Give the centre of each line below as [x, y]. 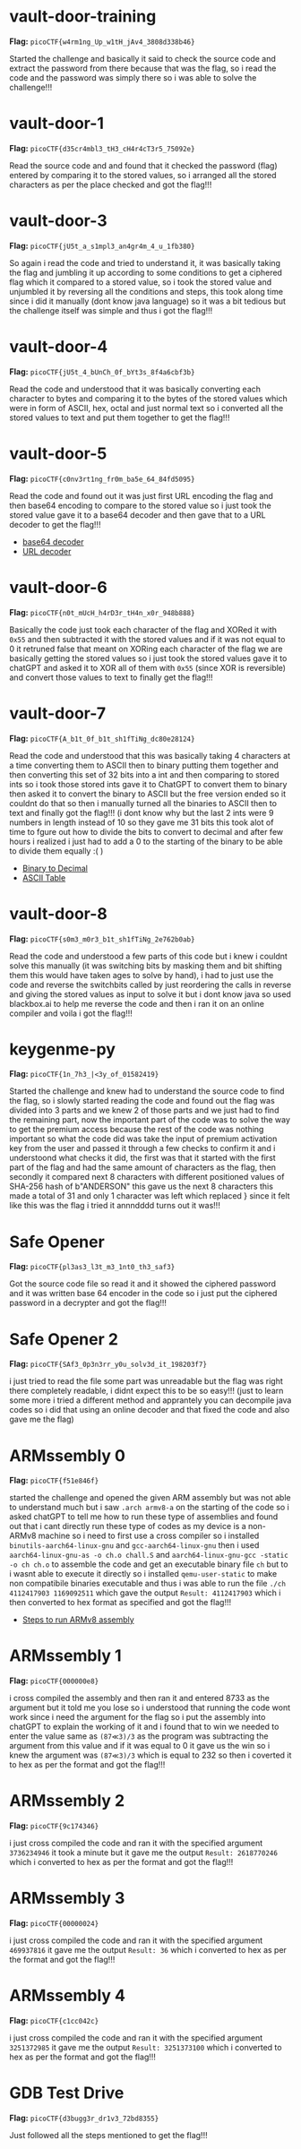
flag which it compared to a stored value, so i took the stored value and [141, 282]
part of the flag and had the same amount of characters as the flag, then [142, 1167]
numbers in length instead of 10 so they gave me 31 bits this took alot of [142, 822]
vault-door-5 [58, 453]
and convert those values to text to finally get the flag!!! [111, 677]
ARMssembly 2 [67, 1801]
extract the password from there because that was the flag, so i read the [143, 68]
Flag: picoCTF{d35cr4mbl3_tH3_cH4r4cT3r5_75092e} [102, 148]
